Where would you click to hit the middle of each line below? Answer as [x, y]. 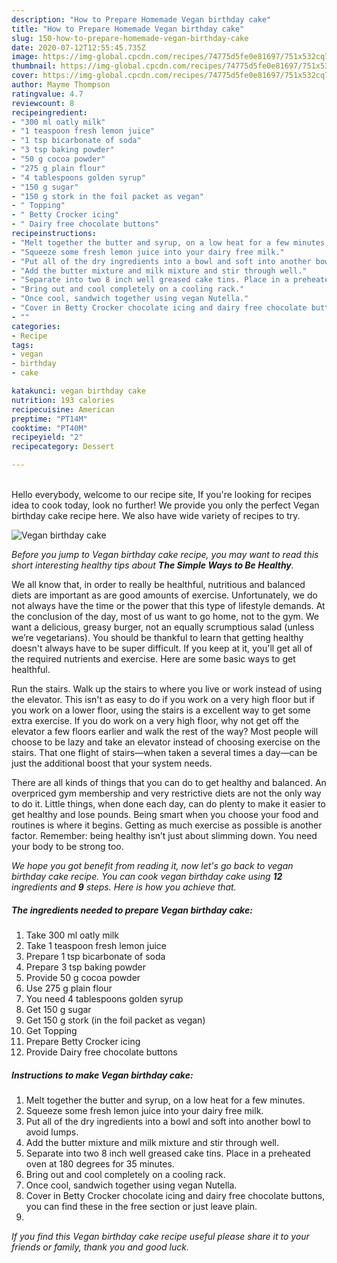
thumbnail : [34, 66]
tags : [22, 345]
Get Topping [51, 1030]
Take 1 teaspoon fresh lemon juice [96, 945]
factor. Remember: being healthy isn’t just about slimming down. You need [164, 835]
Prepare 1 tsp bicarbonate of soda [95, 956]
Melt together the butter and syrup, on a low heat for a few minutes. [165, 1100]
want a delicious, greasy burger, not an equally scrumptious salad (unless [163, 627]
